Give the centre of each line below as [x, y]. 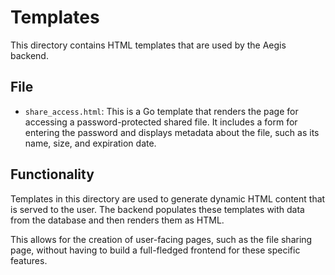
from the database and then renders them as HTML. [117, 220]
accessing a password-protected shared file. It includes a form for [161, 122]
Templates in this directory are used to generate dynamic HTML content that [168, 198]
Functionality [52, 174]
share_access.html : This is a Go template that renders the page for [161, 111]
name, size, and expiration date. [90, 143]
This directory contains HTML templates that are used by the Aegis [148, 45]
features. [29, 260]
